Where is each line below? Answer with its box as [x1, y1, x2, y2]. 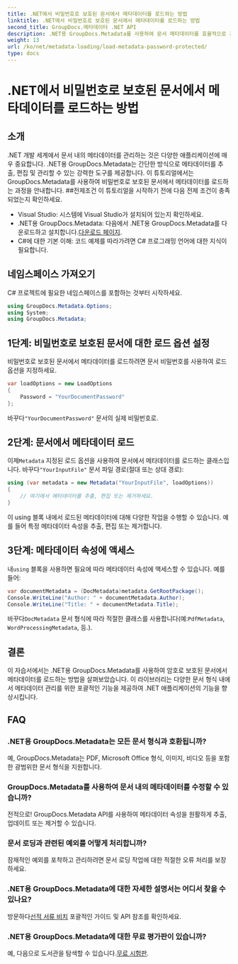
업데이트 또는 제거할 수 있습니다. [7, 819, 97, 827]
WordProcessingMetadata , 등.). [7, 623, 93, 632]
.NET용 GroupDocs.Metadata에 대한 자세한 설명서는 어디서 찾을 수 [7, 884, 226, 894]
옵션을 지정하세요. [7, 366, 57, 375]
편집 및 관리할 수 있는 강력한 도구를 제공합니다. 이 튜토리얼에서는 [16, 168, 194, 177]
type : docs [7, 50, 40, 57]
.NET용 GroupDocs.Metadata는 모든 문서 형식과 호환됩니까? [7, 736, 207, 746]
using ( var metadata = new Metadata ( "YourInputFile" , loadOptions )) [7, 480, 214, 487]
